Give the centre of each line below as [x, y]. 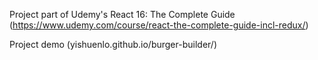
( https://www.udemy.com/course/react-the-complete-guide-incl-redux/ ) [159, 25]
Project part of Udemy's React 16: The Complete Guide [122, 14]
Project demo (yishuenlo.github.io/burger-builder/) [113, 44]
